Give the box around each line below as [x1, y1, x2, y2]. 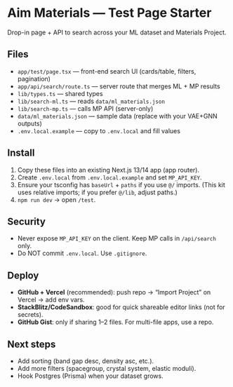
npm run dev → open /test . [17, 195, 96, 204]
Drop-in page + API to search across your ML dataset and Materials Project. [7, 28, 227, 36]
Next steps [7, 338, 56, 350]
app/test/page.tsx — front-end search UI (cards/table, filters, [17, 67, 197, 75]
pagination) [17, 74, 51, 83]
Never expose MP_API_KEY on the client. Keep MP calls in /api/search [17, 234, 216, 243]
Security [7, 215, 46, 227]
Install [7, 147, 35, 159]
